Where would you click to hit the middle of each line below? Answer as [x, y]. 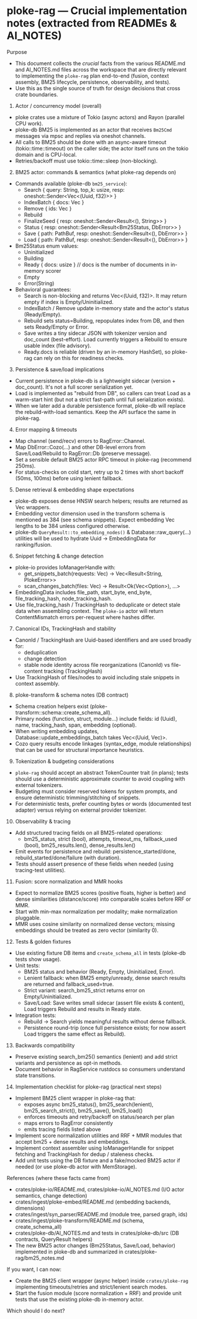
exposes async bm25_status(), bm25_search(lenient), [89, 1104]
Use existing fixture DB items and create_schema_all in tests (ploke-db [101, 953]
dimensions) [30, 1208]
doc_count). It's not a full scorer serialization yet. [74, 387]
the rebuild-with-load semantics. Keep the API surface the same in [96, 412]
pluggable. [28, 918]
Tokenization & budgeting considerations [64, 761]
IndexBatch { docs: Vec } [54, 202]
